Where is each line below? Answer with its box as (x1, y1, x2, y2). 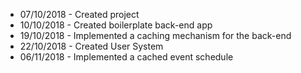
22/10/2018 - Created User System (19, 40, 164, 52)
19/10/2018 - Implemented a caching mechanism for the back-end (19, 30, 292, 41)
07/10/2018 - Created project (19, 9, 140, 20)
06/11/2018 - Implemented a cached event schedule (19, 51, 234, 63)
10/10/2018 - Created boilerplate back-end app (19, 19, 213, 31)
